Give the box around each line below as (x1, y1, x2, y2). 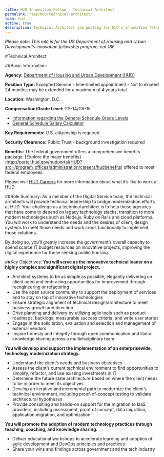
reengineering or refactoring (12, 284, 69, 290)
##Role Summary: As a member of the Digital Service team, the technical (5, 194, 152, 199)
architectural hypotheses (12, 396, 62, 402)
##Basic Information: (5, 63, 47, 69)
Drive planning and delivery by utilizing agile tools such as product (12, 310, 146, 316)
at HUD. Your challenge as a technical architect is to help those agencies (5, 204, 151, 210)
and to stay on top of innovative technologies (12, 295, 103, 300)
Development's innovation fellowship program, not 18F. (5, 44, 116, 50)
